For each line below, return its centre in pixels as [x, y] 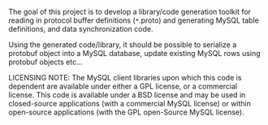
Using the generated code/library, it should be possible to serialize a [123, 45]
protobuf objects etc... [45, 62]
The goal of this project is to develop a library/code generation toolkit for [130, 12]
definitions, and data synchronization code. [81, 29]
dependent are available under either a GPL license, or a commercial [123, 86]
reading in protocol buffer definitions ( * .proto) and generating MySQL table [134, 20]
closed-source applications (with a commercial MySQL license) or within [130, 103]
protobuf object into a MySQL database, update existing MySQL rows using [135, 53]
